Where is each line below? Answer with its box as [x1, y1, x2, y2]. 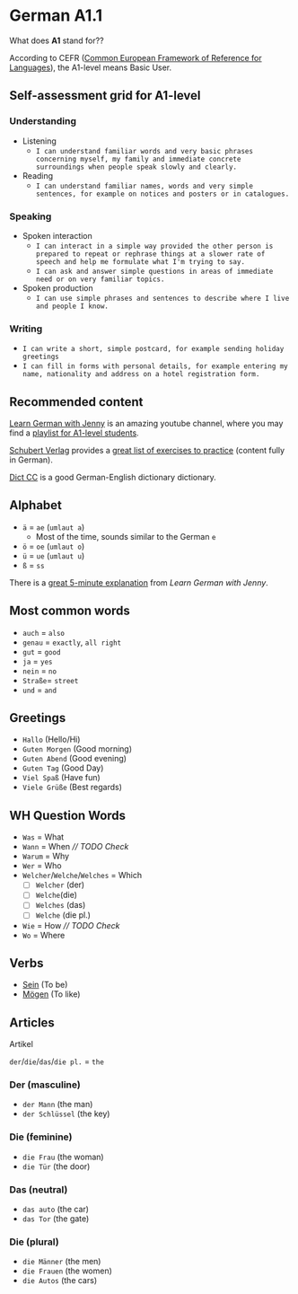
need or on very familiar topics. [35, 275, 165, 284]
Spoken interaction [22, 230, 92, 241]
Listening [22, 136, 57, 146]
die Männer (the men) [22, 1256, 101, 1267]
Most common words [9, 603, 130, 619]
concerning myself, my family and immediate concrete [35, 154, 241, 163]
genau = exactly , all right [22, 637, 122, 647]
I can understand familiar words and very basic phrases [35, 146, 254, 155]
